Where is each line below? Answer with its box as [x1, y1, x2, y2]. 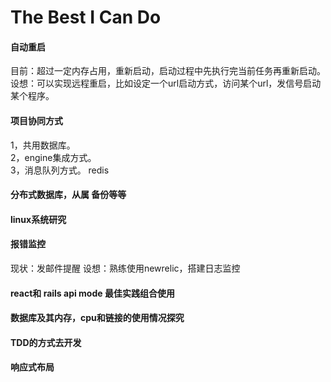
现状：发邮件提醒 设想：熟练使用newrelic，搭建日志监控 [10, 262, 241, 274]
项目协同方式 [10, 114, 63, 126]
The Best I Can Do [10, 6, 162, 29]
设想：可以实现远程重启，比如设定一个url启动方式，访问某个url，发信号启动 [10, 77, 322, 90]
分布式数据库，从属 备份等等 [10, 189, 127, 201]
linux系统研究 [10, 213, 67, 225]
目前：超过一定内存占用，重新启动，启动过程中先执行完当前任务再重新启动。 [10, 65, 326, 77]
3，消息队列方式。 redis [10, 164, 110, 176]
